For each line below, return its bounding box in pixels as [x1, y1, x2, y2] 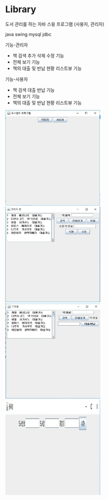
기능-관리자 [5, 42, 28, 48]
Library [5, 4, 37, 15]
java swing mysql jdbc [5, 31, 52, 37]
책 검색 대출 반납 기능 [12, 87, 55, 93]
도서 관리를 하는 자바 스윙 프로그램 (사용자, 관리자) [5, 21, 105, 27]
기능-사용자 [5, 76, 28, 82]
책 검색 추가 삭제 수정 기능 [12, 52, 64, 59]
